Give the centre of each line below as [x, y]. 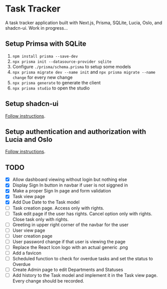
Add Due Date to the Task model [46, 202]
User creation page [32, 236]
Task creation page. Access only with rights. [58, 208]
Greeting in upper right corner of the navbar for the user [70, 225]
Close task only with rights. [40, 219]
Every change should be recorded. [48, 281]
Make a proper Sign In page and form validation [62, 191]
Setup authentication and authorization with [76, 131]
